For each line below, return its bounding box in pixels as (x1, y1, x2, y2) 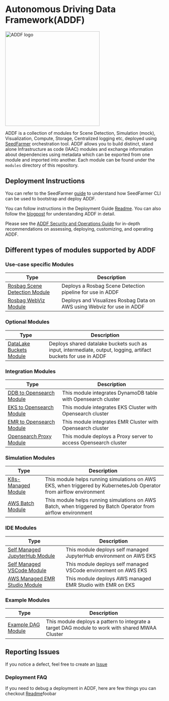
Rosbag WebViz (8, 297, 45, 304)
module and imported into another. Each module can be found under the (5, 156, 155, 163)
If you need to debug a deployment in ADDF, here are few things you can (5, 685, 156, 691)
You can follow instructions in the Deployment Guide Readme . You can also (5, 205, 161, 211)
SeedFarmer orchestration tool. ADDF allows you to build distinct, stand (5, 140, 153, 147)
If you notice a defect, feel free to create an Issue (5, 661, 108, 667)
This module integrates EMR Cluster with (62, 418, 158, 425)
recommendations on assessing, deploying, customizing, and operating (5, 226, 153, 232)
